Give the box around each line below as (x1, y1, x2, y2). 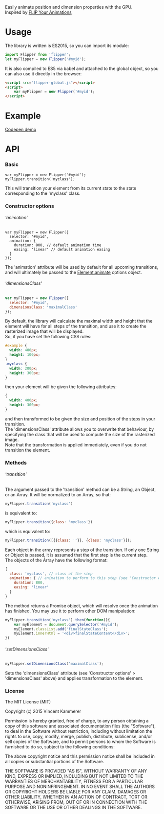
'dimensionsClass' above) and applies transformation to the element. (5, 675, 143, 681)
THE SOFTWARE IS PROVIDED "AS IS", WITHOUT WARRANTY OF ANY (5, 768, 147, 774)
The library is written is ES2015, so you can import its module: (5, 43, 129, 48)
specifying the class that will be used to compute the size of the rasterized (5, 431, 155, 437)
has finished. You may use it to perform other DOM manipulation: (5, 608, 136, 614)
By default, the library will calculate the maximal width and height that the (5, 318, 153, 324)
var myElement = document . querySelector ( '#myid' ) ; (14, 622, 119, 627)
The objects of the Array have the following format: (5, 557, 108, 563)
